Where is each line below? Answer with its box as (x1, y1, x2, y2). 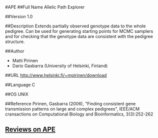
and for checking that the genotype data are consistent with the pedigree (5, 34, 153, 39)
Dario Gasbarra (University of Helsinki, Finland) (12, 63, 108, 69)
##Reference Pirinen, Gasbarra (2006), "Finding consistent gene (5, 101, 136, 107)
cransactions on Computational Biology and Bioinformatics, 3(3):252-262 (5, 111, 154, 117)
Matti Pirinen (12, 58, 38, 63)
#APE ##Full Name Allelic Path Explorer (5, 4, 85, 10)
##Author (5, 48, 25, 54)
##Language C (5, 82, 35, 88)
